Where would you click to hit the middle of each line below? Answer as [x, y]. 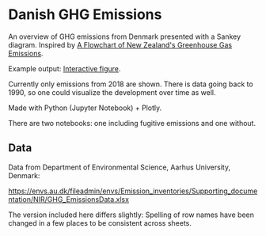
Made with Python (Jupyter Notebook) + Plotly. [85, 108]
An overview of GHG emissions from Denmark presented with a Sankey [125, 36]
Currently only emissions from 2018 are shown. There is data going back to [131, 84]
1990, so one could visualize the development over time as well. [112, 92]
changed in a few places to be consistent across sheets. [100, 223]
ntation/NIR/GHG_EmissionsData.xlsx [68, 199]
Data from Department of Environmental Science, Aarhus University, [120, 167]
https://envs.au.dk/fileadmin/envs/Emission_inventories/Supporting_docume [133, 191]
